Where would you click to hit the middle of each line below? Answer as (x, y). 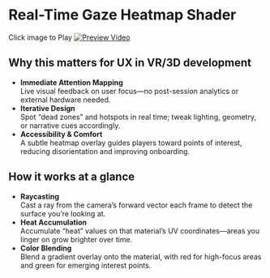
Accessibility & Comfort (61, 134)
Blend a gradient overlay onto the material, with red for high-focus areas (141, 256)
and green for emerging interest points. (86, 265)
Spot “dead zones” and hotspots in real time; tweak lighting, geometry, (138, 117)
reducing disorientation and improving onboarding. (105, 151)
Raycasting (39, 196)
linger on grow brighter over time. (76, 239)
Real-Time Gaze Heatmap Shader (122, 15)
